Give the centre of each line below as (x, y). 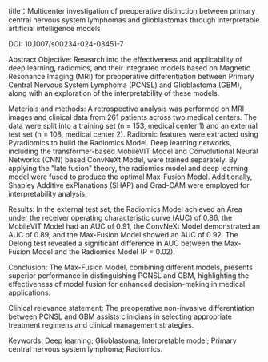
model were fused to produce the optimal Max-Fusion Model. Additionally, (130, 177)
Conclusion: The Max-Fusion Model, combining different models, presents (131, 267)
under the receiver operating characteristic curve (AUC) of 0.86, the (120, 218)
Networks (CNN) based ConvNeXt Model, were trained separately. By (123, 160)
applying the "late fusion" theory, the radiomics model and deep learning (128, 168)
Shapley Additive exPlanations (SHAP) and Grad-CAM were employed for (129, 185)
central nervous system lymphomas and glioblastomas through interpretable (134, 20)
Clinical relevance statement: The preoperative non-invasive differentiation (131, 308)
